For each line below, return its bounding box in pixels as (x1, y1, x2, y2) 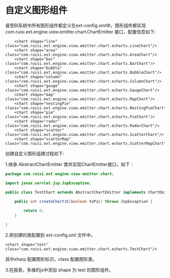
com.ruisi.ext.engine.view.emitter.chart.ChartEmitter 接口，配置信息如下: (5, 28, 156, 34)
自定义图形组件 (5, 5, 68, 16)
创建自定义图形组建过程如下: (5, 150, 65, 156)
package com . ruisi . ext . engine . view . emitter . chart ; (5, 171, 114, 177)
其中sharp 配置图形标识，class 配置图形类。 (5, 256, 97, 262)
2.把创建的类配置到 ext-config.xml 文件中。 (5, 232, 96, 238)
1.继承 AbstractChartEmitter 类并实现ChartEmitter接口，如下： (5, 161, 135, 167)
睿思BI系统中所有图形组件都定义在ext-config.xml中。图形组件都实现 (5, 22, 146, 28)
